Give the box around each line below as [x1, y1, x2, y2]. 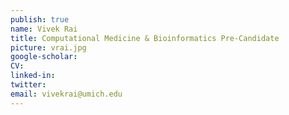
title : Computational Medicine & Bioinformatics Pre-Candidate [10, 33, 280, 43]
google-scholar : [10, 52, 78, 62]
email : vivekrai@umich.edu [10, 89, 123, 99]
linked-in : [10, 71, 56, 81]
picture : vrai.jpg [10, 42, 87, 53]
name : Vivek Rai [10, 24, 78, 34]
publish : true [10, 14, 70, 25]
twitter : [10, 80, 47, 90]
